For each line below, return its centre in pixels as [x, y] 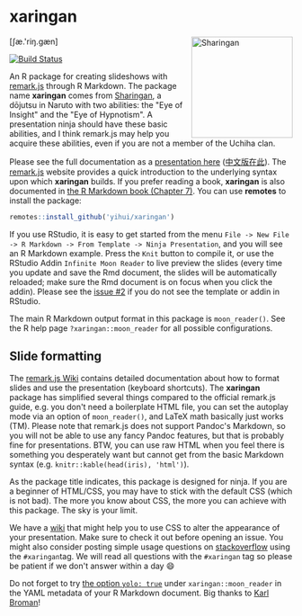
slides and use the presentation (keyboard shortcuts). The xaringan [135, 388]
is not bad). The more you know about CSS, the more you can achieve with [148, 500]
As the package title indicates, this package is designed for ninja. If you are [148, 481]
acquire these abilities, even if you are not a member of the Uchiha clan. [142, 143]
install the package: [46, 201]
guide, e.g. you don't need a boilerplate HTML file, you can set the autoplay [149, 406]
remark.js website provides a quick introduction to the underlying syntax [143, 172]
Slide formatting [55, 357]
